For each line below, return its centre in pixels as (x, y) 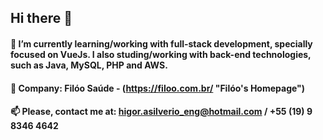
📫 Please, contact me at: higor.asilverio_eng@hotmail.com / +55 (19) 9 (161, 112)
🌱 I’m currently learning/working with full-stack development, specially (161, 43)
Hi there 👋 (41, 18)
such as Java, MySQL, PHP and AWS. (89, 65)
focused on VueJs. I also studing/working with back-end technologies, (161, 54)
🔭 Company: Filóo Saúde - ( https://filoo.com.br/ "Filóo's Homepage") (158, 88)
